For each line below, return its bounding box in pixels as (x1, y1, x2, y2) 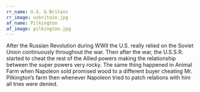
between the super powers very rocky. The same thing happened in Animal (6, 61, 192, 69)
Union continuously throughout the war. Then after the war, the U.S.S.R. (6, 49, 184, 56)
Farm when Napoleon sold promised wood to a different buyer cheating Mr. (6, 67, 193, 75)
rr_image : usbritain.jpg (6, 14, 68, 20)
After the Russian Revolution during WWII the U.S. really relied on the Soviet (6, 42, 194, 49)
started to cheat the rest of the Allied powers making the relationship (6, 55, 176, 62)
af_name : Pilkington (6, 20, 58, 26)
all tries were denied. (6, 81, 58, 88)
